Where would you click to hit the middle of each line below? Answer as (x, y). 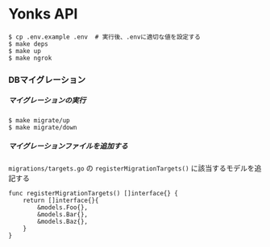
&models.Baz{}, (63, 221)
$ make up (25, 51)
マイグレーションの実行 (47, 101)
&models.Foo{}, (63, 207)
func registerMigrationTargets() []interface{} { (93, 193)
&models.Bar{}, (63, 214)
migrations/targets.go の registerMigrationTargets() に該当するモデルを (132, 168)
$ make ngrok (30, 58)
